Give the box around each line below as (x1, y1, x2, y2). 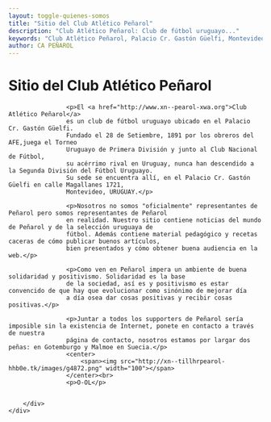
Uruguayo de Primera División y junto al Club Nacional (65, 146, 258, 154)
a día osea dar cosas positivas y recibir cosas (65, 294, 232, 303)
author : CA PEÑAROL (8, 42, 74, 50)
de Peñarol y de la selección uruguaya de (8, 224, 153, 232)
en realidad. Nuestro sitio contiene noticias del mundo (65, 216, 262, 224)
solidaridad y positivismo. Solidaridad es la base (8, 273, 186, 281)
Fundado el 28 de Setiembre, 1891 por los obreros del (65, 132, 254, 140)
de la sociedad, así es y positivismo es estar (65, 280, 229, 288)
